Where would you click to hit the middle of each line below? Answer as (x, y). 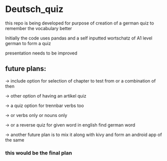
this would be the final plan (39, 152)
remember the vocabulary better (39, 28)
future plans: (26, 69)
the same (15, 140)
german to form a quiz (28, 43)
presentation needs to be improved (41, 53)
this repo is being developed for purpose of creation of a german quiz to (79, 23)
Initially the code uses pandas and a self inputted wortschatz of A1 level (79, 38)
